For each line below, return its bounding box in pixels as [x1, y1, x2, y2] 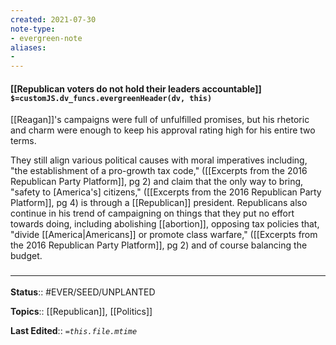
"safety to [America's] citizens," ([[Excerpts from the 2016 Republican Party [10, 186, 322, 198]
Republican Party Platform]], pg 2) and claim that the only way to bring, [10, 176, 304, 188]
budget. [10, 250, 43, 262]
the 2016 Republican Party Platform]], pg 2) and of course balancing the [10, 239, 308, 251]
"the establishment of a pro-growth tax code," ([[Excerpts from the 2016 [10, 165, 308, 177]
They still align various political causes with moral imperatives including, [10, 154, 308, 166]
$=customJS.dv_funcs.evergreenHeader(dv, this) [10, 93, 213, 103]
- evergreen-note [10, 33, 83, 43]
